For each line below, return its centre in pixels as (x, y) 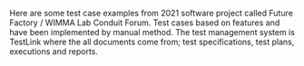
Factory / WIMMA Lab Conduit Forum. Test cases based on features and (145, 23)
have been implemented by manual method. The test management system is (152, 32)
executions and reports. (54, 52)
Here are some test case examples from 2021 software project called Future (151, 13)
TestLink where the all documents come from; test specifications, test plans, (152, 42)
